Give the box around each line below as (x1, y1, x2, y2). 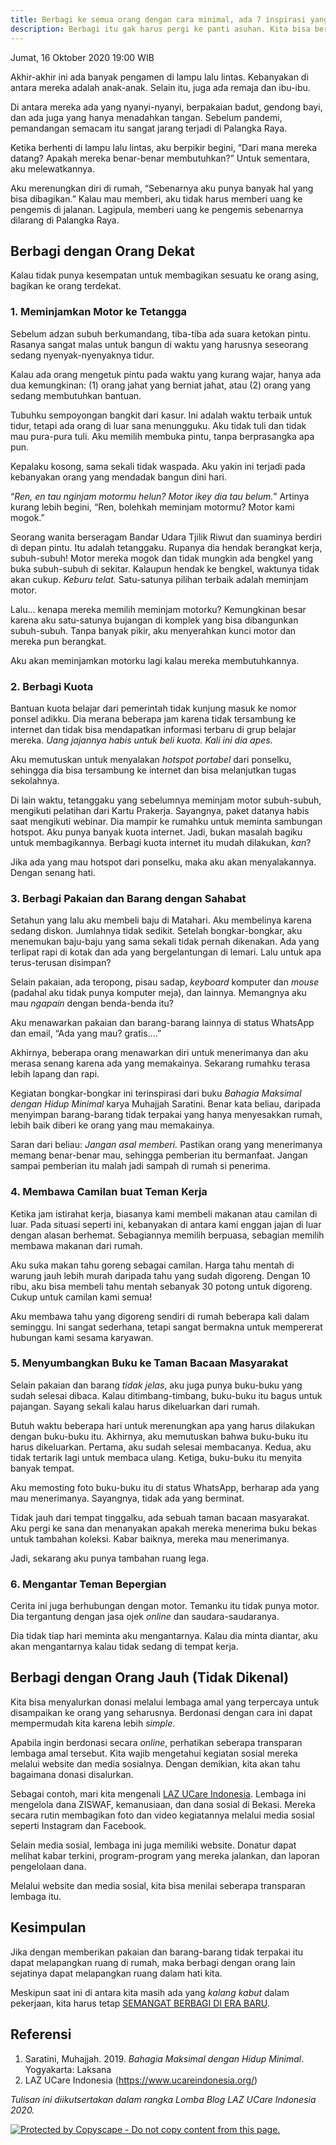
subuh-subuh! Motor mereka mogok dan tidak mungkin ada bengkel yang (10, 552, 314, 564)
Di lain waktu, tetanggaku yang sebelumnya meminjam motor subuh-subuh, (10, 794, 322, 806)
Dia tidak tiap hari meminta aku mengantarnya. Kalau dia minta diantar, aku (10, 1630, 318, 1642)
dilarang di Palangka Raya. (10, 214, 120, 226)
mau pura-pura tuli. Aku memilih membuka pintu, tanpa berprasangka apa (10, 430, 315, 442)
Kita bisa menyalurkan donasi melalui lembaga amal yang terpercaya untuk (10, 1696, 320, 1708)
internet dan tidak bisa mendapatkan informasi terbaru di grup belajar (10, 723, 297, 735)
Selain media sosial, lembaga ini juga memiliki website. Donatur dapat (10, 1839, 297, 1851)
